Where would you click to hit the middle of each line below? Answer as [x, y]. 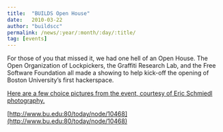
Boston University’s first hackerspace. [61, 80]
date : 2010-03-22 [35, 20]
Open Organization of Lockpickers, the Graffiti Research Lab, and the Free [112, 66]
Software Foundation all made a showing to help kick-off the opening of [108, 73]
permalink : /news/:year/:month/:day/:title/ [71, 32]
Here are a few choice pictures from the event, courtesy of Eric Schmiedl [110, 94]
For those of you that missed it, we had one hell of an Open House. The [108, 58]
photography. [26, 101]
